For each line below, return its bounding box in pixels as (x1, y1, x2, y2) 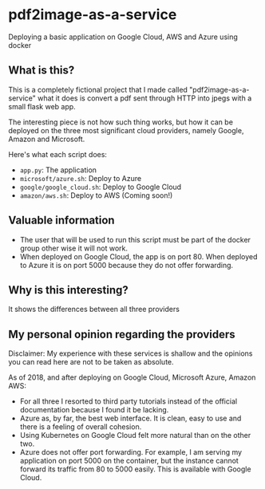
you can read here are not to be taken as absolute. (8, 357, 174, 367)
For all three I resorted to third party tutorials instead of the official (19, 396, 238, 406)
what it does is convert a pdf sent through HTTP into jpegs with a (37, 93, 252, 103)
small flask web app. (8, 101, 76, 111)
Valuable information (8, 214, 115, 227)
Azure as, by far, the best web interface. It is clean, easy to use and (19, 413, 242, 424)
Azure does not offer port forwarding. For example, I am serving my (19, 448, 242, 457)
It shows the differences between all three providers (8, 305, 180, 314)
